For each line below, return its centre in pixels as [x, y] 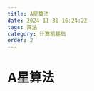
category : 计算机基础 [37, 34]
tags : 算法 [22, 27]
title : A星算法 [28, 14]
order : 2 [20, 41]
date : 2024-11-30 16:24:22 [47, 21]
